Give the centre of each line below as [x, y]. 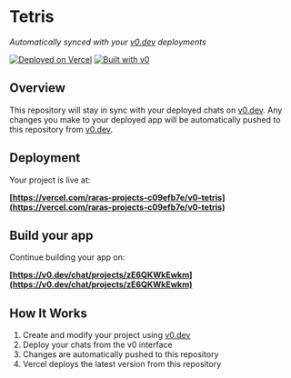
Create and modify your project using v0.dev [106, 335]
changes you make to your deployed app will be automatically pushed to [145, 119]
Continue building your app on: [67, 257]
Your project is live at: [50, 180]
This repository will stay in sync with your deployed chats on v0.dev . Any [146, 110]
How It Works [49, 313]
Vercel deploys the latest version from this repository [122, 364]
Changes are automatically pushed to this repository [120, 354]
